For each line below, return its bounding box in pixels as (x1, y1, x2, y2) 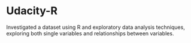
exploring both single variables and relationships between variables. (6, 29, 174, 37)
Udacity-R (6, 4, 58, 18)
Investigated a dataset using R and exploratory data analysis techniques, (6, 24, 186, 31)
